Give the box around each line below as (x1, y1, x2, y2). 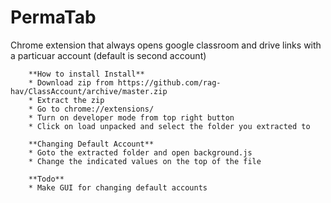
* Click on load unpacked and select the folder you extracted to (28, 121, 311, 131)
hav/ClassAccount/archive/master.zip (10, 86, 168, 96)
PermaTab (10, 6, 97, 29)
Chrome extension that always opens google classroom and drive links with (10, 39, 322, 51)
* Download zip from (28, 77, 114, 88)
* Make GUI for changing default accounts (28, 182, 208, 193)
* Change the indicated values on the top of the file (28, 156, 262, 166)
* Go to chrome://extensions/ (28, 104, 155, 114)
